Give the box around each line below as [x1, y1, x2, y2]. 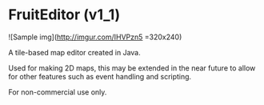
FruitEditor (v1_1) [8, 6, 121, 24]
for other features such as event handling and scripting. [8, 71, 192, 81]
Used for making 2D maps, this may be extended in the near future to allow [8, 63, 256, 73]
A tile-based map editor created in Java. [8, 47, 142, 57]
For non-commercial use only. [8, 87, 107, 97]
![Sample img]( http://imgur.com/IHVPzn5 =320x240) [8, 32, 182, 42]
